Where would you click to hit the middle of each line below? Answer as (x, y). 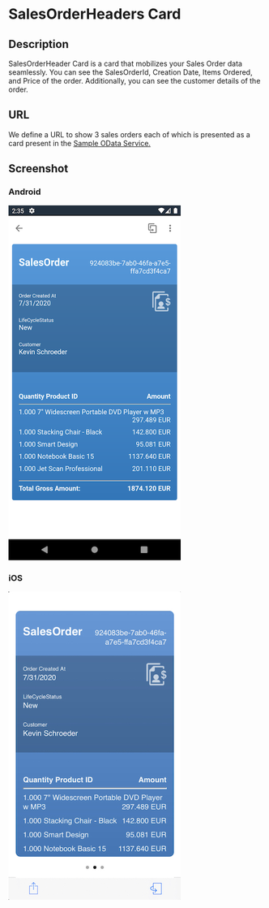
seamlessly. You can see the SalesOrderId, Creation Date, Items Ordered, (130, 72)
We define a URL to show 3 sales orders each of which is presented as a (130, 134)
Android (25, 192)
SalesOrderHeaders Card (95, 14)
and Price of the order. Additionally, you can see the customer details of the (134, 81)
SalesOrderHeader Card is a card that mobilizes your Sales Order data (126, 63)
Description (38, 44)
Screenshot (38, 169)
